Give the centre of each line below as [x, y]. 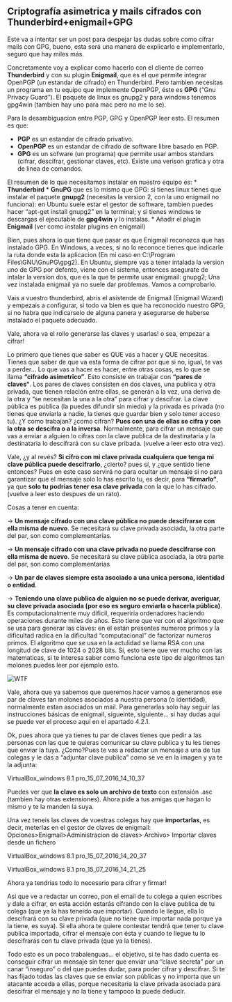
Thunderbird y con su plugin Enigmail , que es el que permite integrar [107, 75]
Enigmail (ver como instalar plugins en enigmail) [76, 226]
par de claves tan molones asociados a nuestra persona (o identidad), [107, 699]
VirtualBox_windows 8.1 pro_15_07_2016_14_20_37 [77, 856]
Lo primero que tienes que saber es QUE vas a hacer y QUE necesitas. [108, 354]
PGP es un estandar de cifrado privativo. [75, 139]
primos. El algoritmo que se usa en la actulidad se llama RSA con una [106, 642]
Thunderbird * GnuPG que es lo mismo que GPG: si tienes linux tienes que [114, 189]
